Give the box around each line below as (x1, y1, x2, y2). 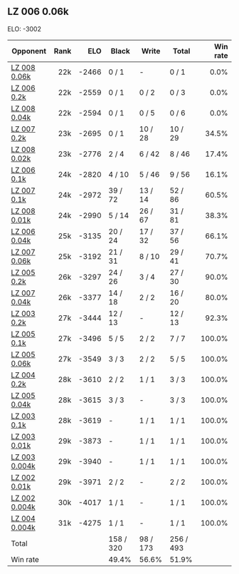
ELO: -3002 (7, 24, 41, 33)
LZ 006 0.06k (7, 6, 69, 18)
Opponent (11, 46, 47, 56)
